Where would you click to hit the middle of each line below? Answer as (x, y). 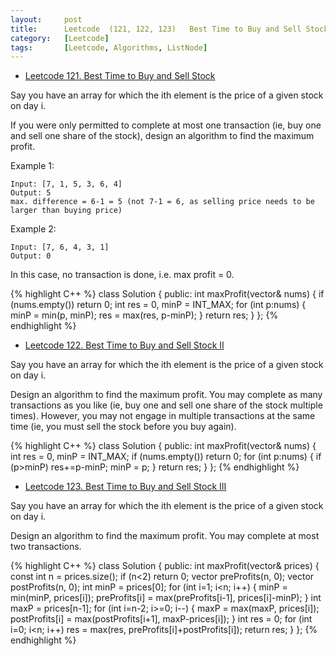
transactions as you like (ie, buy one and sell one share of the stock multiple (166, 405)
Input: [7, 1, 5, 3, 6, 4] (66, 184)
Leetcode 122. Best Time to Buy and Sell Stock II (124, 345)
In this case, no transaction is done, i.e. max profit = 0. (122, 275)
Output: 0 (31, 256)
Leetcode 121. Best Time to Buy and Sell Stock (120, 76)
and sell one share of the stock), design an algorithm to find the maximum (162, 136)
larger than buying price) (66, 211)
